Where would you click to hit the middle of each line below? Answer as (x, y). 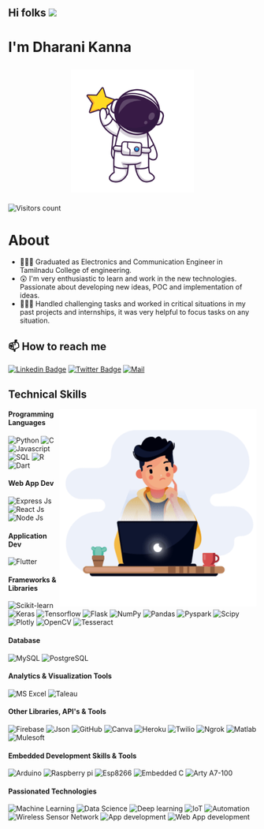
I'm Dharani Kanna (70, 47)
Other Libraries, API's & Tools (57, 711)
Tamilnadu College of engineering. (76, 271)
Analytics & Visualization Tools (60, 676)
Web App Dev (31, 484)
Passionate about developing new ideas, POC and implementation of (131, 287)
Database (24, 640)
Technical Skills (48, 394)
